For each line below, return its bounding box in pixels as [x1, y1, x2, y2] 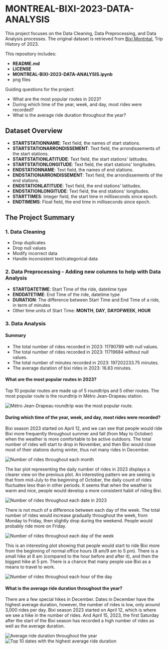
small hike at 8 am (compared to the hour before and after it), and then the [5, 553, 159, 560]
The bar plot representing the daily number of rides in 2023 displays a [5, 466, 150, 473]
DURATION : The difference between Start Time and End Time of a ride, [12, 297, 160, 303]
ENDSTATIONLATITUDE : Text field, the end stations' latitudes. [12, 182, 141, 189]
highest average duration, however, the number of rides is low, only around [5, 602, 160, 608]
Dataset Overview [5, 127, 63, 135]
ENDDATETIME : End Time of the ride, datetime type [12, 291, 120, 297]
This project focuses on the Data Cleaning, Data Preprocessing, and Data [5, 30, 156, 36]
